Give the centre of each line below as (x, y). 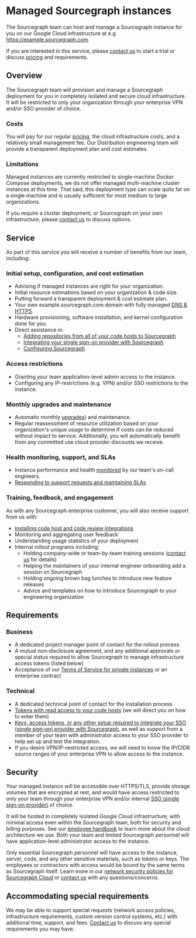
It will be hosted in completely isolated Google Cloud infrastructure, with (93, 816)
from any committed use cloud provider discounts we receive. (89, 442)
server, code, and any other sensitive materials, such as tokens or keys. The (98, 859)
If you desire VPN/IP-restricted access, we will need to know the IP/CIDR (102, 747)
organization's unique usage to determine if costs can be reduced (94, 430)
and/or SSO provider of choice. (44, 108)
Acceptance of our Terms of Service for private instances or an (91, 670)
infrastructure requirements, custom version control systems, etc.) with (92, 916)
